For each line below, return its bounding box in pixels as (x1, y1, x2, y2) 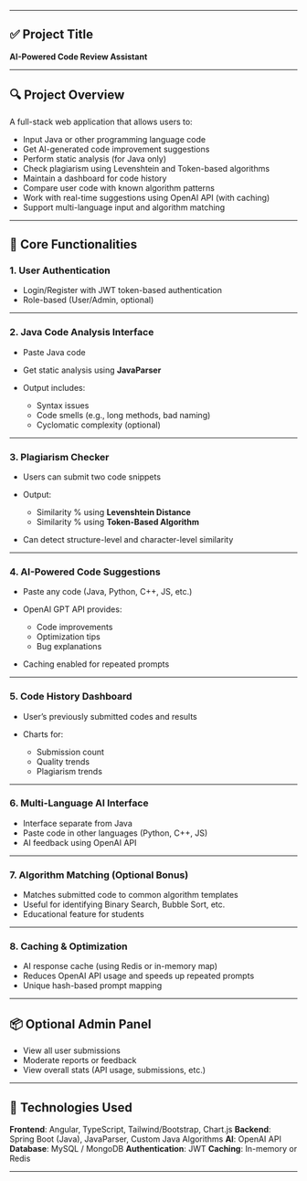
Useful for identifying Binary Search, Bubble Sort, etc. (22, 899, 226, 910)
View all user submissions (22, 1045, 121, 1056)
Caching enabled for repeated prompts (22, 659, 170, 670)
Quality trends (36, 755, 90, 767)
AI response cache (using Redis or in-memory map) (22, 961, 217, 972)
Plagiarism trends (36, 765, 103, 776)
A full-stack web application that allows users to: (9, 116, 194, 127)
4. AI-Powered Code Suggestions (9, 565, 162, 578)
